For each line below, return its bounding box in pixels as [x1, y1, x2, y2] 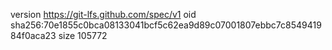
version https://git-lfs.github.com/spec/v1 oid [10, 9, 197, 20]
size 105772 [58, 30, 108, 41]
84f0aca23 [10, 30, 57, 41]
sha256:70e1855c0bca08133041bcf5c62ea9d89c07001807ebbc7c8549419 [10, 19, 322, 31]
